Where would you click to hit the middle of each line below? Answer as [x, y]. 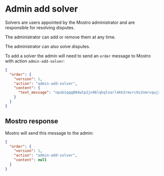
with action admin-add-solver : [35, 61]
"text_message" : [34, 93]
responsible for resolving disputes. [40, 27]
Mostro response [32, 121]
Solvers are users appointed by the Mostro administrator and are [70, 22]
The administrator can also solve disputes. [48, 46]
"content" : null [31, 160]
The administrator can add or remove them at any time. [61, 37]
